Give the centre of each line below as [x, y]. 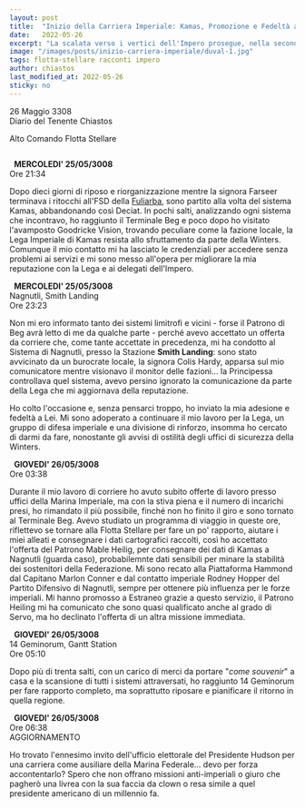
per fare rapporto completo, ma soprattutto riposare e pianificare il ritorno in [152, 690]
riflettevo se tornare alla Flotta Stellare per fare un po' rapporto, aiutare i [144, 530]
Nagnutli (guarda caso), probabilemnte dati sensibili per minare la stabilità [147, 558]
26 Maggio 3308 [41, 111]
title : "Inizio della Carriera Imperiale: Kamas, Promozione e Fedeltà [150, 26]
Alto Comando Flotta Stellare [63, 138]
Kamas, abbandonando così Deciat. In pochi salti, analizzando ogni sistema [150, 211]
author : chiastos [42, 69]
